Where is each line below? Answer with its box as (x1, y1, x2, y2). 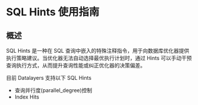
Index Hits (14, 93, 39, 100)
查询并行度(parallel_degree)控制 (14, 87, 93, 94)
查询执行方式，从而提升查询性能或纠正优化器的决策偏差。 (6, 62, 146, 69)
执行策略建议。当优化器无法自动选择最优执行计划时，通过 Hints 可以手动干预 (6, 55, 192, 62)
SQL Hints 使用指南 (6, 5, 100, 19)
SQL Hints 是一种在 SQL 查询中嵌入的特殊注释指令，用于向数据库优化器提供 (6, 48, 190, 54)
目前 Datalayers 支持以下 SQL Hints (6, 74, 92, 81)
